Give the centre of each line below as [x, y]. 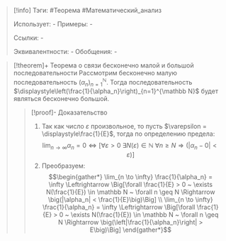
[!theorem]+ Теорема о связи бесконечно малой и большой [103, 65]
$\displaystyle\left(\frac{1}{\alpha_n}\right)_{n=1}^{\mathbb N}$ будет [116, 91]
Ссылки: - [28, 38]
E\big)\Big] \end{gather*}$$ [130, 230]
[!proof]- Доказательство [69, 112]
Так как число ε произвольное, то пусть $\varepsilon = [124, 127]
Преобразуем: [63, 166]
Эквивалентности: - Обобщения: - [65, 52]
